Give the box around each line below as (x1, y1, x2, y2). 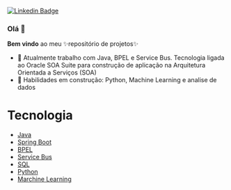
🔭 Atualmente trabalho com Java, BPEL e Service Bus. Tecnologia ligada (17, 54, 225, 62)
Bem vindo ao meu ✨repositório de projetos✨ (7, 40, 139, 48)
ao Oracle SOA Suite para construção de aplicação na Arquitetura (17, 61, 206, 70)
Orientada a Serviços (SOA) (17, 68, 97, 77)
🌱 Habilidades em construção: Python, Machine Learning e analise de (17, 76, 217, 84)
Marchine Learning (17, 175, 72, 184)
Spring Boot (17, 138, 52, 146)
